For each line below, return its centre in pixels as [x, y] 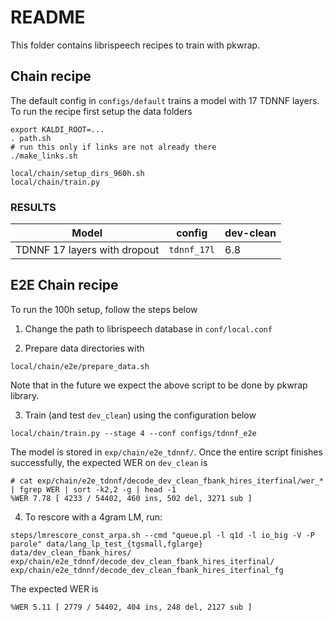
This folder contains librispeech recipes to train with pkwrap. [135, 45]
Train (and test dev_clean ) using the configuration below [140, 415]
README [48, 17]
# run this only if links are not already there [113, 147]
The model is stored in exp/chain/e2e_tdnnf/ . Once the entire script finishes [166, 452]
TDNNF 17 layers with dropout [87, 250]
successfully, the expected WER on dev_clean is [109, 462]
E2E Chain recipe [64, 285]
